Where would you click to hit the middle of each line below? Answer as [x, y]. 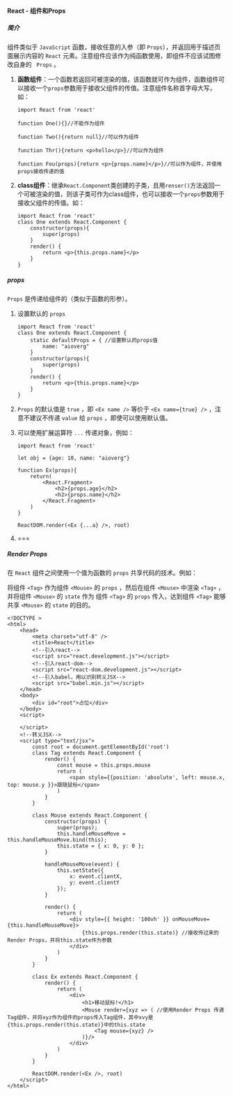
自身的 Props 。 [37, 64]
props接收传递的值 [41, 171]
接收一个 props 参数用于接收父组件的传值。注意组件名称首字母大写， [120, 88]
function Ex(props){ [47, 470]
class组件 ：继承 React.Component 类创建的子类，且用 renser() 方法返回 [116, 185]
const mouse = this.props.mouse [104, 765]
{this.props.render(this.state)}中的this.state [77, 1025]
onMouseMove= [191, 919]
